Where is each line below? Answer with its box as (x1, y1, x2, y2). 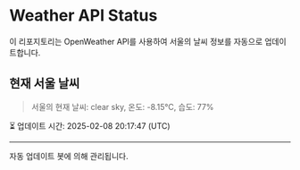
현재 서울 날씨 (9, 76, 80, 91)
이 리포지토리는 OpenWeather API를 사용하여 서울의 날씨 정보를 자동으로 (9, 36, 263, 47)
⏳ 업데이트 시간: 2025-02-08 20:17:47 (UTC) (9, 120, 171, 131)
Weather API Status (9, 5, 158, 26)
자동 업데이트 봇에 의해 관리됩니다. (9, 150, 129, 161)
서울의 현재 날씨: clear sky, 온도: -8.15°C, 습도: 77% (30, 101, 214, 112)
